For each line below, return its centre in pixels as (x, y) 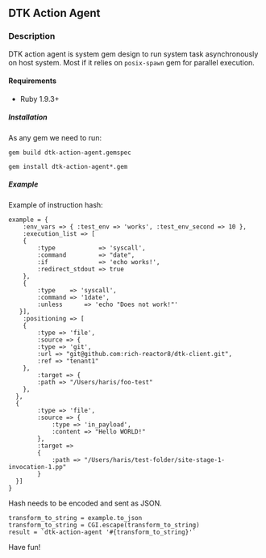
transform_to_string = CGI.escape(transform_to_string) (104, 525)
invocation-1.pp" (37, 467)
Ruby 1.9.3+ (39, 99)
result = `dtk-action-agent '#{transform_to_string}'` (102, 532)
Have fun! (25, 547)
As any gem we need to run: (55, 137)
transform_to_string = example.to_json (75, 518)
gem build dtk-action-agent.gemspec (70, 153)
